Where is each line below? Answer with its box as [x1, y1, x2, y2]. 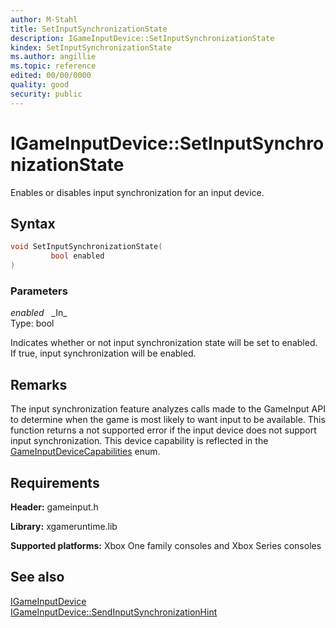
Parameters [10, 284, 68, 298]
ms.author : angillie [10, 52, 97, 62]
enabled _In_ [10, 307, 68, 319]
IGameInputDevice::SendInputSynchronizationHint [10, 606, 218, 618]
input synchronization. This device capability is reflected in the [10, 435, 269, 447]
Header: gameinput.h [10, 501, 99, 513]
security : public [10, 89, 83, 99]
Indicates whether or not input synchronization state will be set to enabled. [10, 337, 318, 349]
